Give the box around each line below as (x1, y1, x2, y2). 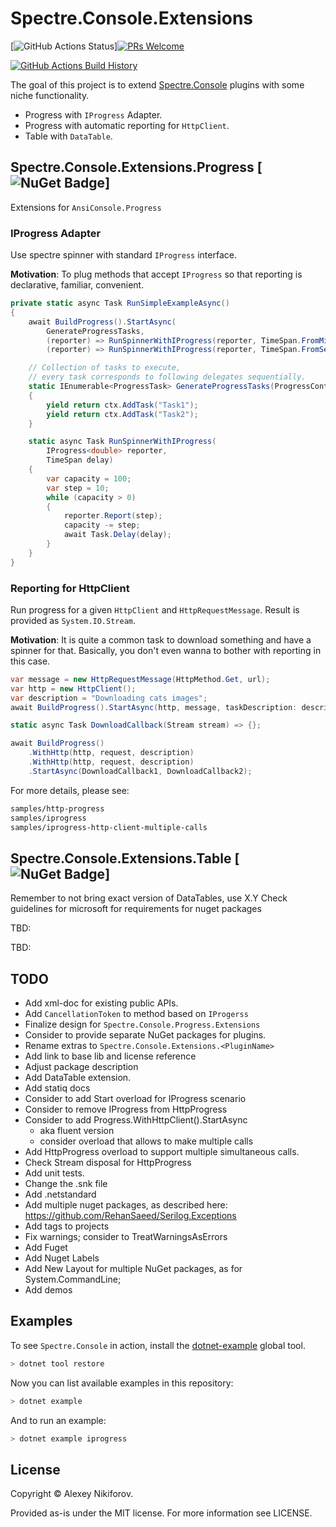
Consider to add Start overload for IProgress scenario (24, 1093, 247, 1105)
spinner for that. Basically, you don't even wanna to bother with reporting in (10, 644, 322, 656)
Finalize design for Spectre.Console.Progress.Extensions (24, 1018, 261, 1031)
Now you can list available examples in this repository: (10, 1377, 234, 1389)
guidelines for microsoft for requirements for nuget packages (10, 903, 262, 915)
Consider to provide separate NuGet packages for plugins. (24, 1029, 267, 1041)
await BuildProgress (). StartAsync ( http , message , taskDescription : (10, 702, 298, 712)
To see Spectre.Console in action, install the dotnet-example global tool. (10, 1339, 306, 1351)
